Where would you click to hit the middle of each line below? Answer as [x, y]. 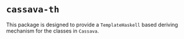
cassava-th [33, 10]
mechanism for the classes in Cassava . [53, 31]
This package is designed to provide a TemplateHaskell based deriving [92, 24]
